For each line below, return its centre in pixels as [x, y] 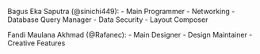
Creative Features [36, 43]
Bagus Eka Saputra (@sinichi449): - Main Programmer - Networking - [121, 11]
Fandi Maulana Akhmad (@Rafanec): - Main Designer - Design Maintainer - [130, 35]
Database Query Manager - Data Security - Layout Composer [108, 20]
